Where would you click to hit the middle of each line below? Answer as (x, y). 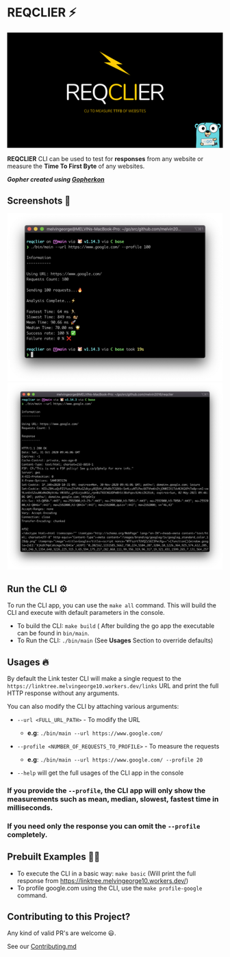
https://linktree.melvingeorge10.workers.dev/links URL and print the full (113, 686)
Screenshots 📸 (39, 201)
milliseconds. (30, 808)
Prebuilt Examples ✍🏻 (54, 857)
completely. (27, 834)
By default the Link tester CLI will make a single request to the (94, 678)
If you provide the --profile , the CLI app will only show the (106, 790)
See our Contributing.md (42, 947)
